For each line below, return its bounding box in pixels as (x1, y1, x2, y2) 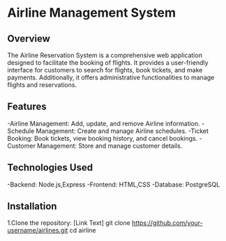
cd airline (69, 226, 96, 235)
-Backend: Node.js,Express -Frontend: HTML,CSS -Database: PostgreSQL (7, 180, 220, 189)
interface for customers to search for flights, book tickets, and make (7, 66, 203, 74)
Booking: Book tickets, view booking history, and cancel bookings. (7, 134, 198, 142)
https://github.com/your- (131, 219, 204, 227)
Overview (7, 33, 51, 45)
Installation (7, 201, 57, 212)
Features (7, 101, 47, 113)
